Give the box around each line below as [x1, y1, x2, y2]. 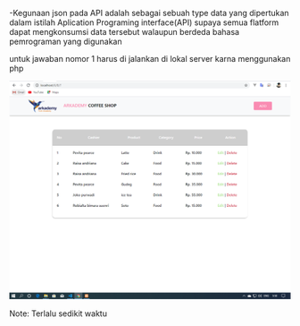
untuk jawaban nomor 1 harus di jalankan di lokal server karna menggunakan [9, 54, 291, 64]
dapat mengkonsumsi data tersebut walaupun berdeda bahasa [9, 27, 239, 37]
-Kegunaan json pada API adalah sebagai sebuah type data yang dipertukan [9, 8, 289, 18]
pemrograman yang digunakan [9, 36, 122, 47]
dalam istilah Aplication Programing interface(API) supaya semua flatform [9, 17, 279, 28]
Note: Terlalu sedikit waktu [9, 308, 107, 319]
